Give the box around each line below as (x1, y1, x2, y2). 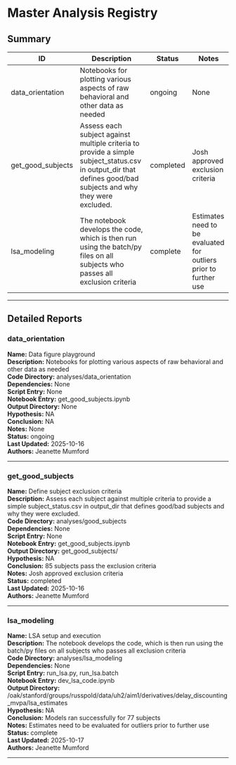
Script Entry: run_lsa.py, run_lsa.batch (7, 669, 119, 677)
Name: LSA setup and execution (7, 632, 101, 640)
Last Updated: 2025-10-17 (7, 736, 84, 745)
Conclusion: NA (7, 417, 55, 426)
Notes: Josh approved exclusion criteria (7, 569, 124, 577)
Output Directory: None (7, 402, 77, 410)
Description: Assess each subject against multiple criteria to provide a (7, 494, 212, 503)
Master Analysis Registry (7, 5, 158, 21)
